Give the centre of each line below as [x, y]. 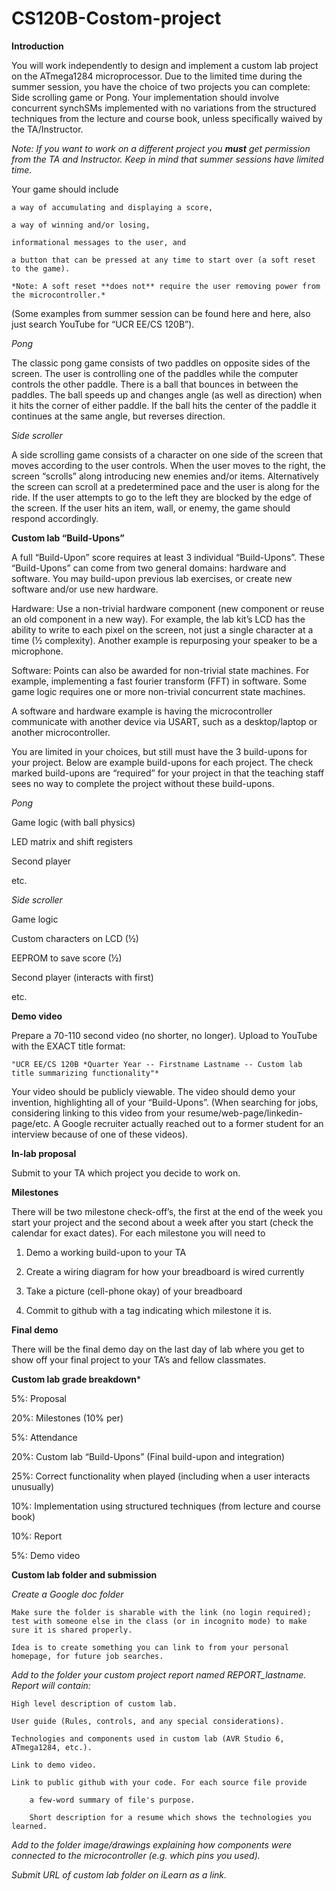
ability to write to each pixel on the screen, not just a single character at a [162, 629]
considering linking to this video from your [98, 1113]
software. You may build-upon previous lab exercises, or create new [152, 578]
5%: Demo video [46, 1555]
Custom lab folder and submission [84, 1574]
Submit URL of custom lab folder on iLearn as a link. [119, 1874]
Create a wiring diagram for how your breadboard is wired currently [165, 1271]
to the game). [41, 268]
